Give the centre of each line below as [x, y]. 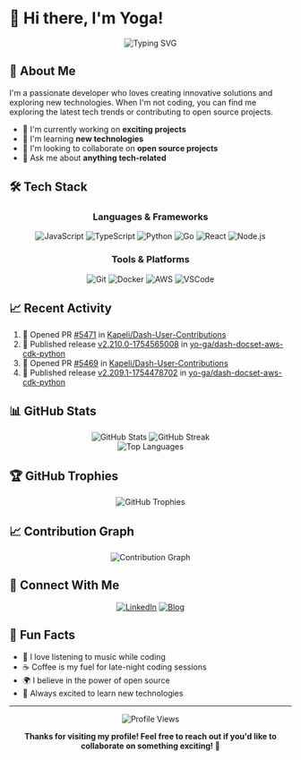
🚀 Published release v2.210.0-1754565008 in [105, 344]
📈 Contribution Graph [72, 531]
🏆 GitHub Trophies [64, 476]
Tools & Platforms [150, 260]
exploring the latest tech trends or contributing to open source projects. [141, 112]
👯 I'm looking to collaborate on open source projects [120, 148]
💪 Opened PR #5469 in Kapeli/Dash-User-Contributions [125, 363]
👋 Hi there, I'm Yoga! [86, 18]
